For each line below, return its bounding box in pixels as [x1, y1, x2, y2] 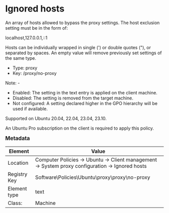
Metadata [5, 135, 30, 142]
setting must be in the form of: [5, 25, 68, 31]
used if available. [12, 105, 48, 112]
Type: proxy [12, 65, 38, 71]
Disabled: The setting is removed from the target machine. [12, 95, 133, 101]
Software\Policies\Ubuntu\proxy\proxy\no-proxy [35, 174, 150, 181]
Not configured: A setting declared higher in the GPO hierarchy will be [12, 100, 157, 106]
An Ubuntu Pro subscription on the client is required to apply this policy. [5, 125, 154, 131]
